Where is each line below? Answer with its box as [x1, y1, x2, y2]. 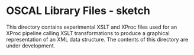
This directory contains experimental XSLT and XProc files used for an [6, 23, 177, 30]
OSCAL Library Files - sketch [6, 4, 151, 18]
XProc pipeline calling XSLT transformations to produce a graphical [6, 29, 170, 36]
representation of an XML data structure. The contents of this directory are [6, 36, 189, 43]
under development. [6, 42, 56, 49]
